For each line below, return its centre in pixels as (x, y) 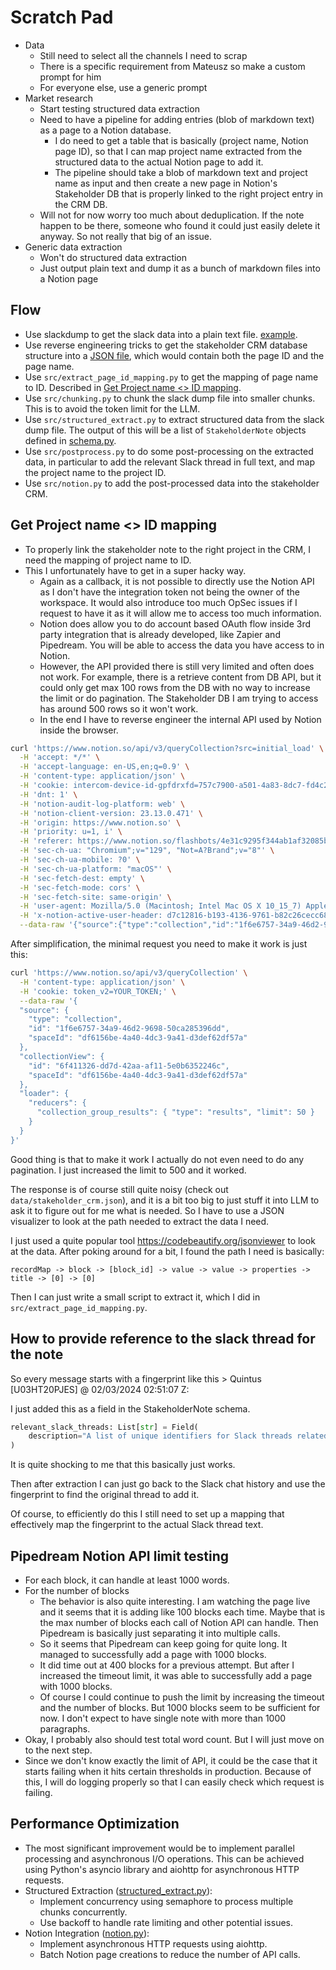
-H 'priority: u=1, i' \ (71, 832)
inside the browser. (79, 730)
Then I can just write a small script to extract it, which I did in (135, 1297)
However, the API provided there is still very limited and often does (177, 666)
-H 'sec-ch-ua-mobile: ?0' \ (80, 860)
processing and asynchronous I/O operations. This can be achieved (164, 1858)
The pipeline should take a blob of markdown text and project (181, 172)
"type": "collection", (75, 1019)
